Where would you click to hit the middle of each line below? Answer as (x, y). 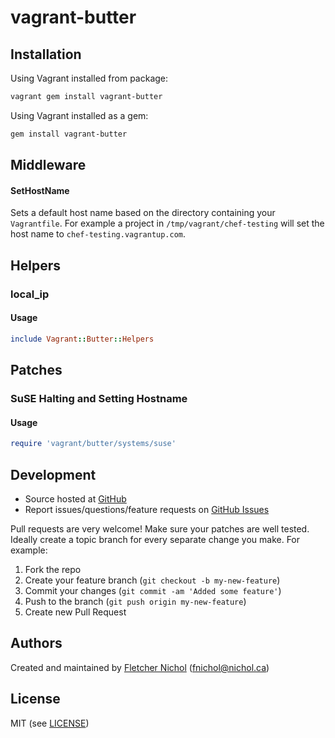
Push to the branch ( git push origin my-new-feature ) (135, 601)
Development (53, 474)
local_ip (30, 294)
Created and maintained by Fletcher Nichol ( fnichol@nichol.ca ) (140, 667)
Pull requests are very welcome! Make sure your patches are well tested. (160, 528)
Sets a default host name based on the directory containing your (143, 213)
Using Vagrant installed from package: (89, 78)
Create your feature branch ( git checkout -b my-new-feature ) (152, 580)
